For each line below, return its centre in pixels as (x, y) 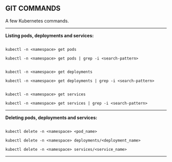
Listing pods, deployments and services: (49, 35)
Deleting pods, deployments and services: (51, 117)
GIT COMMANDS (33, 8)
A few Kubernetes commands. (37, 21)
